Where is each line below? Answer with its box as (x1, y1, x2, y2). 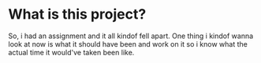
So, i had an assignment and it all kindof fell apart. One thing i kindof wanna (8, 31, 254, 40)
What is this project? (8, 5, 147, 23)
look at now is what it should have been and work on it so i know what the (8, 39, 248, 48)
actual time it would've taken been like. (8, 47, 135, 57)
